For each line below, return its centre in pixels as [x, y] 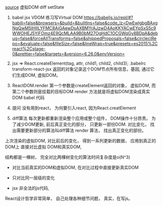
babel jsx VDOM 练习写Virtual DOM [47, 17]
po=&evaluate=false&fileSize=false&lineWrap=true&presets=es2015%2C [85, 43]
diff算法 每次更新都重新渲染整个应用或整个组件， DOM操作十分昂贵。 [81, 118]
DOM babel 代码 [28, 98]
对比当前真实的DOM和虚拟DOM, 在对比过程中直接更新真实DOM [75, 167]
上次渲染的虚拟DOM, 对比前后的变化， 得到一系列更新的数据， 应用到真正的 [81, 141]
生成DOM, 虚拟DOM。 [38, 75]
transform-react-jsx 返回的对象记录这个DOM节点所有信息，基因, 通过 [81, 69]
